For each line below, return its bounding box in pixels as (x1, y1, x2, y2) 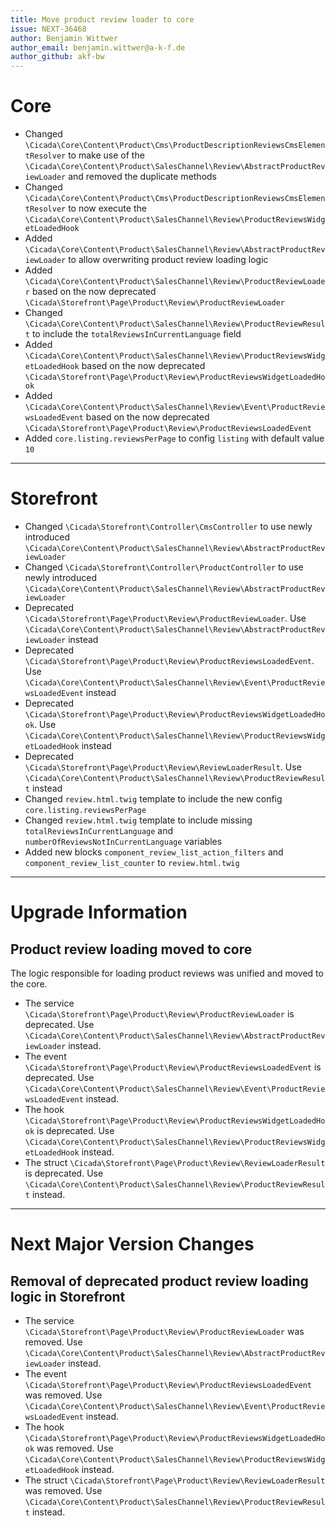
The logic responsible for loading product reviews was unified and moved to (10, 967, 324, 979)
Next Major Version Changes (10, 1233, 255, 1256)
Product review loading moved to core (10, 941, 253, 958)
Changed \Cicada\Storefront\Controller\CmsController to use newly (24, 521, 313, 532)
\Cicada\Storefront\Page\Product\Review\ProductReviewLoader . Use (24, 612, 307, 624)
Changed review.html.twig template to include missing (24, 814, 253, 826)
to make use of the (68, 149, 145, 161)
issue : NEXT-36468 (10, 24, 87, 34)
